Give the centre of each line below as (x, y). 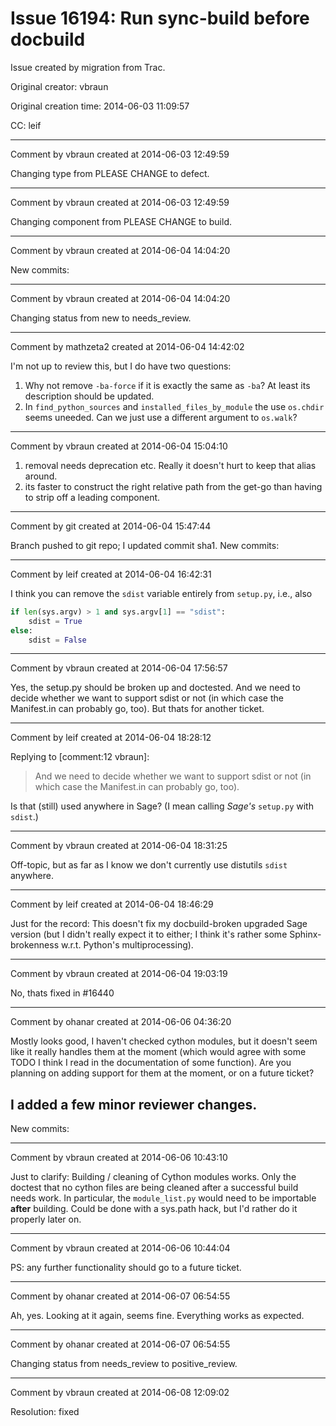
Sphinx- (305, 934)
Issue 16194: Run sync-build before (160, 18)
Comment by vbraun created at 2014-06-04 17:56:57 (119, 668)
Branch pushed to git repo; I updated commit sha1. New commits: (145, 545)
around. (41, 476)
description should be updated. (89, 396)
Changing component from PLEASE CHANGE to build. (121, 221)
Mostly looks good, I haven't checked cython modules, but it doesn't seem (164, 1041)
